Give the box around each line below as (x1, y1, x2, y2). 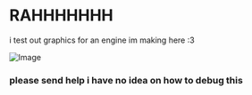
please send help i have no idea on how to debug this (9, 74, 243, 86)
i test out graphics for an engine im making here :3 (9, 35, 195, 45)
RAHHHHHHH (9, 5, 113, 26)
